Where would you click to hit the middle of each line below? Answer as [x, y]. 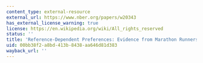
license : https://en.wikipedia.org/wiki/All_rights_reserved [85, 28]
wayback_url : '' [27, 51]
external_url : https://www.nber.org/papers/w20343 [71, 17]
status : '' [20, 34]
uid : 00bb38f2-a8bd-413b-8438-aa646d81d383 [62, 46]
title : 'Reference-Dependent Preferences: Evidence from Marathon [92, 40]
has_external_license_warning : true [52, 23]
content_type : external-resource [48, 12]
